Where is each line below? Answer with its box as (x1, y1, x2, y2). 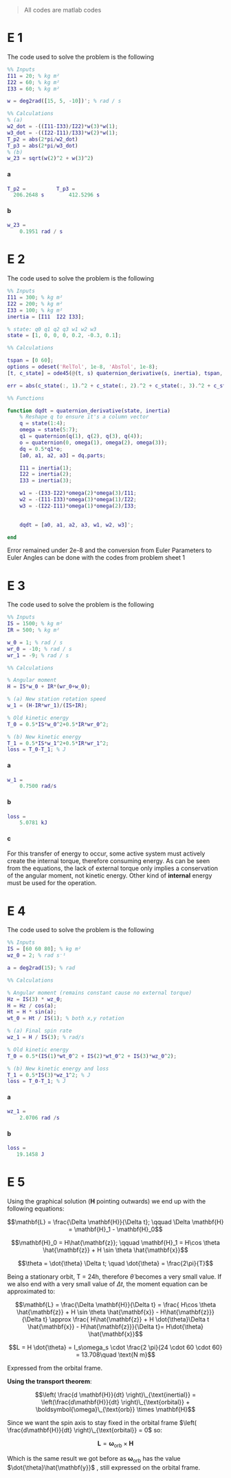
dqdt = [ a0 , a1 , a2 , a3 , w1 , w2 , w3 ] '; (19, 521, 134, 528)
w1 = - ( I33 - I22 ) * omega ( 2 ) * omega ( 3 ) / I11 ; (19, 489, 137, 497)
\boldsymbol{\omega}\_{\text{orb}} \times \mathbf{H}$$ (35, 1406, 196, 1414)
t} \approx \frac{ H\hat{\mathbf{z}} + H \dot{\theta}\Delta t (43, 1315, 210, 1324)
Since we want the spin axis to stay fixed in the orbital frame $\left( (7, 1419, 197, 1427)
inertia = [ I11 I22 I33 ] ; (7, 313, 85, 320)
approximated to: (7, 1287, 56, 1295)
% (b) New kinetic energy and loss (7, 1065, 109, 1072)
